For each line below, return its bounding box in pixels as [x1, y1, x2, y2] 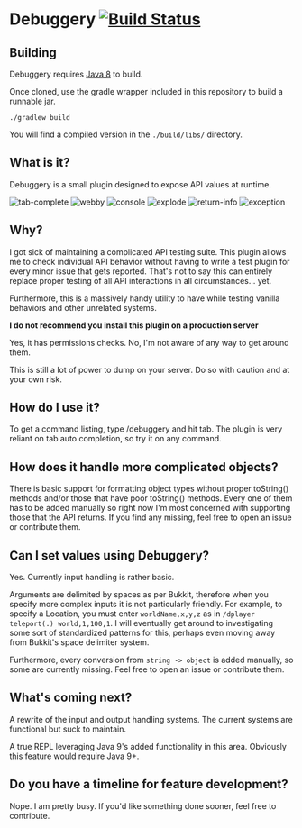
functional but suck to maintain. [9, 723, 126, 734]
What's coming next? [9, 690, 133, 705]
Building [9, 45, 57, 60]
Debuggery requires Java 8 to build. [9, 68, 143, 79]
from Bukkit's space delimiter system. [9, 637, 150, 648]
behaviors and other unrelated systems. [9, 302, 158, 313]
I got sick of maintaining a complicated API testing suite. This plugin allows [9, 246, 287, 257]
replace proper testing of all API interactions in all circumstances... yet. [9, 275, 272, 286]
